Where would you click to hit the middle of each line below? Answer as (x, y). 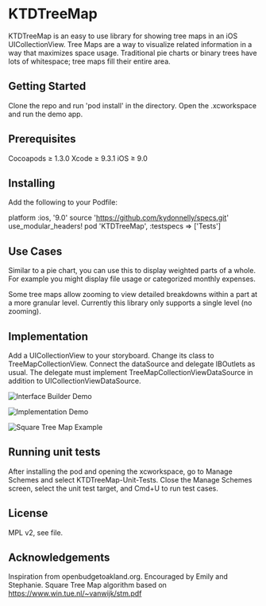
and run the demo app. (46, 114)
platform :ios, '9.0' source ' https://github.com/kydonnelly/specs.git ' (118, 218)
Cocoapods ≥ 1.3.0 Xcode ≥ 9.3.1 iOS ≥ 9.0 (78, 158)
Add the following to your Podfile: (63, 202)
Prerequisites (42, 139)
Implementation (48, 336)
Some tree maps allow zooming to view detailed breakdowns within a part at (133, 295)
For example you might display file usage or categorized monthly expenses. (132, 279)
